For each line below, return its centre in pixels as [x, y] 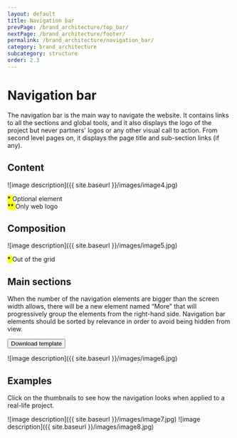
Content [26, 168]
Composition [37, 228]
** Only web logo [33, 206]
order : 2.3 [23, 60]
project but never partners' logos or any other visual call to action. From [113, 130]
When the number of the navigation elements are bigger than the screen [113, 299]
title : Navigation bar [41, 21]
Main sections [39, 282]
